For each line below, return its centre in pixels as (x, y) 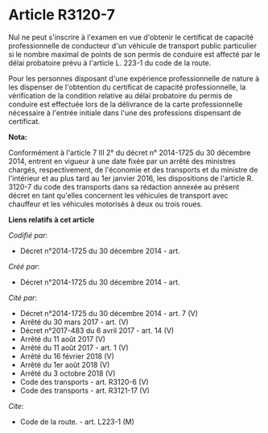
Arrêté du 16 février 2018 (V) (67, 356)
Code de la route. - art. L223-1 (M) (77, 422)
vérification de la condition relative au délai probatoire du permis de (120, 95)
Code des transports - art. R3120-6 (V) (84, 381)
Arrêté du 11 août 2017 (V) (63, 339)
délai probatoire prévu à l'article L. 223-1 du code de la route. (110, 63)
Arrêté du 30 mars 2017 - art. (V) (74, 322)
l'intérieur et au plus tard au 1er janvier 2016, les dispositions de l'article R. (131, 178)
